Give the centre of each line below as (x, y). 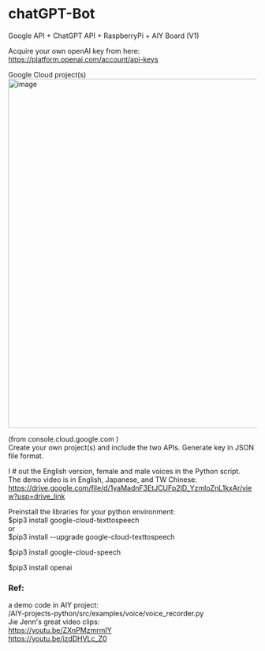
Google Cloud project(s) (47, 74)
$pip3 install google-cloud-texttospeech (74, 520)
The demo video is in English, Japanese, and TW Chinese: (103, 480)
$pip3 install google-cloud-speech (64, 552)
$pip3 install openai (40, 567)
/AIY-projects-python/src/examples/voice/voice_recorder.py (106, 614)
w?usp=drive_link (37, 496)
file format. (26, 456)
